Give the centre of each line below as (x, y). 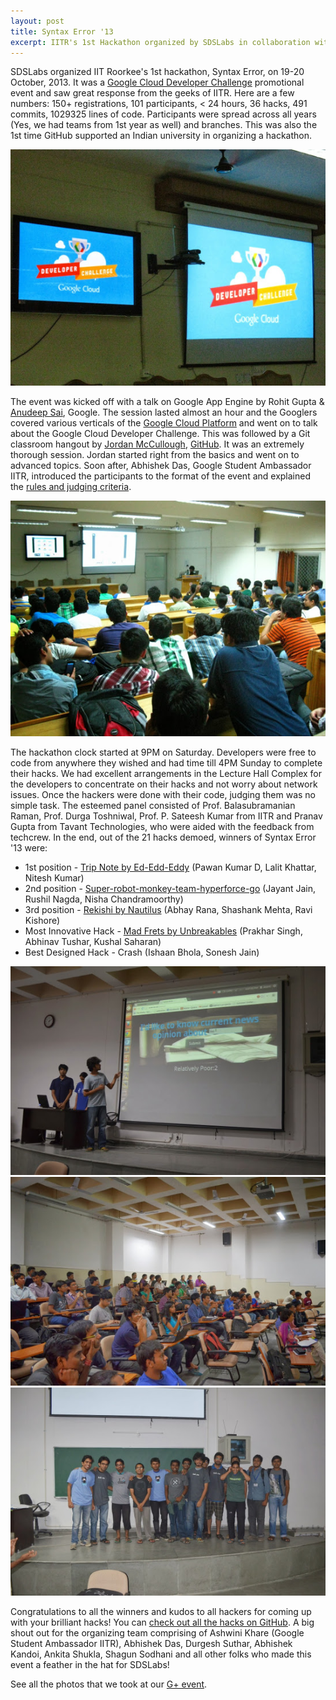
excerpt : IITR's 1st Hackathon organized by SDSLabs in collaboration (160, 42)
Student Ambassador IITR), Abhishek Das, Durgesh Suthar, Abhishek (151, 1644)
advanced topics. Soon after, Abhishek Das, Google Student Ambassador (161, 465)
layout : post (37, 21)
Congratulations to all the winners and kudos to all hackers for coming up (161, 1612)
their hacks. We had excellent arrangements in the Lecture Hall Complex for (166, 774)
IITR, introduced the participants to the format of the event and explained (161, 476)
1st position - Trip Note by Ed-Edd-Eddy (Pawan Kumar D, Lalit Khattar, (170, 867)
